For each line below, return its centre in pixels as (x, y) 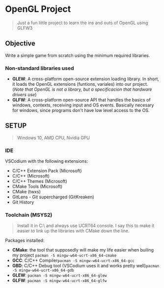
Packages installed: (25, 241)
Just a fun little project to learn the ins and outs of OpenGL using (82, 23)
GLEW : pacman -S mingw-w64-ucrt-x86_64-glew (59, 275)
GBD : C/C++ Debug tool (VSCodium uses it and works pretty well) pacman (86, 266)
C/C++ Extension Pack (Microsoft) (47, 171)
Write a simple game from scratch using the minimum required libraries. (78, 55)
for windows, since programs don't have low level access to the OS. (81, 110)
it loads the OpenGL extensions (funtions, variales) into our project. (80, 84)
